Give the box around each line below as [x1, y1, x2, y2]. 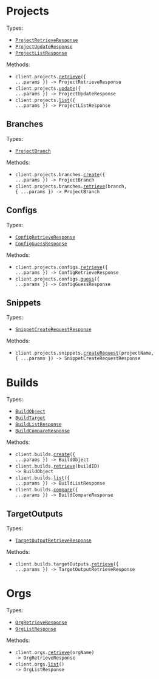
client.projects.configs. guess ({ [15, 276, 100, 282]
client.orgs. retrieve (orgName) [15, 650, 95, 656]
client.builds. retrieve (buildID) [15, 463, 100, 469]
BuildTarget [15, 415, 46, 421]
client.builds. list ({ [15, 475, 70, 481]
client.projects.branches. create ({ [15, 171, 106, 177]
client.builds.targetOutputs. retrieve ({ [15, 561, 119, 567]
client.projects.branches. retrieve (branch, [15, 183, 127, 189]
